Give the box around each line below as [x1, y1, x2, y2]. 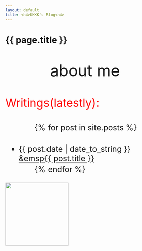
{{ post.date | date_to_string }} [18, 144, 131, 154]
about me [50, 60, 120, 80]
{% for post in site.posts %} [34, 122, 137, 132]
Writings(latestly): [5, 95, 100, 110]
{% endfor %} [34, 164, 86, 174]
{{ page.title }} [5, 34, 68, 46]
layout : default [5, 7, 39, 13]
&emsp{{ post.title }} [18, 153, 95, 163]
